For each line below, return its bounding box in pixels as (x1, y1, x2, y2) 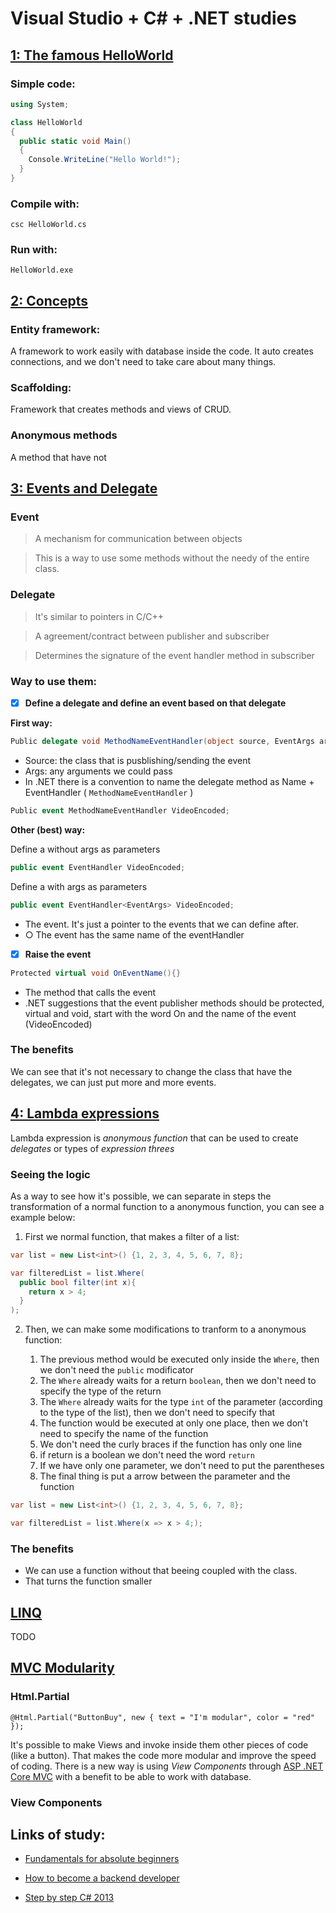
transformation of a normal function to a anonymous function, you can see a (10, 1200, 325, 1212)
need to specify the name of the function (39, 1428, 209, 1440)
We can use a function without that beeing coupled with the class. (24, 1565, 298, 1577)
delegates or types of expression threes (10, 1142, 175, 1154)
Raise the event (24, 948, 92, 960)
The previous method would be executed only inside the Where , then (39, 1353, 320, 1366)
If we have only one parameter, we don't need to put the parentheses (39, 1460, 325, 1472)
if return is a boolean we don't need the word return (39, 1449, 255, 1461)
